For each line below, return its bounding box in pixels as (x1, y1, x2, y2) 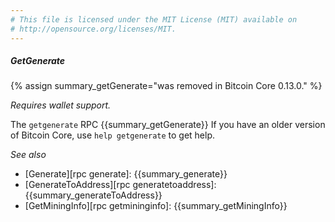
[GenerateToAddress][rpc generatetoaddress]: (24, 179, 217, 191)
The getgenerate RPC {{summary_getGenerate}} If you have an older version (10, 119, 326, 131)
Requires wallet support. (10, 99, 112, 111)
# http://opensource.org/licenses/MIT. (10, 24, 177, 34)
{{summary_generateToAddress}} (24, 189, 163, 201)
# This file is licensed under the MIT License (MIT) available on (10, 14, 298, 25)
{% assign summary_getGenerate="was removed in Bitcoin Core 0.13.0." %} (10, 80, 323, 92)
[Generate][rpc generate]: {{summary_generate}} (24, 168, 228, 180)
